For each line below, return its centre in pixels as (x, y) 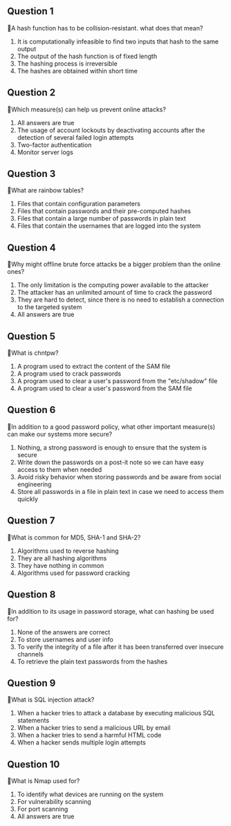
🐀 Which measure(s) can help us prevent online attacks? (86, 109)
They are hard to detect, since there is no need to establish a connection (121, 300)
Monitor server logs (45, 152)
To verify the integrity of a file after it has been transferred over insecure (120, 647)
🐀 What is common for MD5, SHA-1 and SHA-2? (74, 537)
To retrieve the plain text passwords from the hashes (92, 661)
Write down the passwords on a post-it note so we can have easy (110, 462)
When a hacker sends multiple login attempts (82, 742)
